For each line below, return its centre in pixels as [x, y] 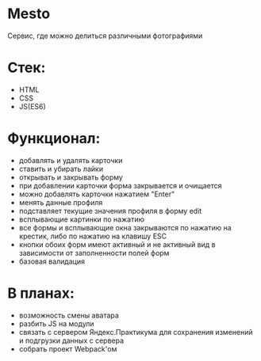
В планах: [41, 293]
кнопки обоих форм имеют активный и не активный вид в [117, 244]
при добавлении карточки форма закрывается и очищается [121, 185]
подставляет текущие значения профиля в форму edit [110, 211]
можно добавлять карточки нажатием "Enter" [97, 194]
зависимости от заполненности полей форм [94, 253]
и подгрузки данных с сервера [71, 340]
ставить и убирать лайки [61, 169]
